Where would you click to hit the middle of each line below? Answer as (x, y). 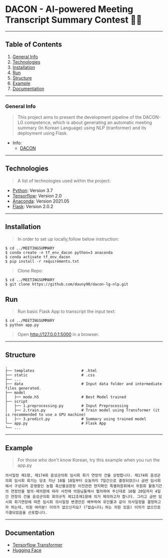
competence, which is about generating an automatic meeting (88, 123)
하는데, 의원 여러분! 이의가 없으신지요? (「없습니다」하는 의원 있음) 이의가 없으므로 (86, 507)
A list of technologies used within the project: (64, 180)
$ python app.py (22, 325)
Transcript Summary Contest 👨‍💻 (74, 20)
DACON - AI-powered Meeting (69, 9)
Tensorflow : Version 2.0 (37, 196)
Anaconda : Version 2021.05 (41, 201)
